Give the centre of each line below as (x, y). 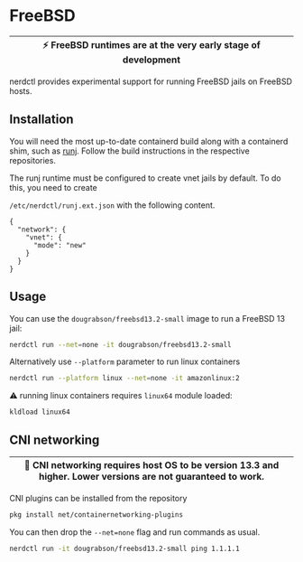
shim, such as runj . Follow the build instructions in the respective (129, 151)
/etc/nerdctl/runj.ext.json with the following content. (112, 205)
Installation (41, 120)
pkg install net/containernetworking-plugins (96, 515)
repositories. (33, 160)
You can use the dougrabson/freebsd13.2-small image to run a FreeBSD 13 (147, 318)
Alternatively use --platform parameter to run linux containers (125, 361)
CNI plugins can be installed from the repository (98, 499)
